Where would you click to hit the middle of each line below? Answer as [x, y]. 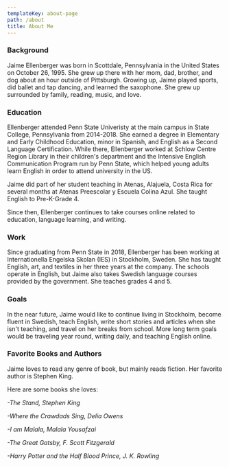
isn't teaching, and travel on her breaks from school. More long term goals [112, 329]
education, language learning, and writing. [67, 219]
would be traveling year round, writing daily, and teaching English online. [110, 336]
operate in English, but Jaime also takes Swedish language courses [102, 274]
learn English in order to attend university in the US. [80, 171]
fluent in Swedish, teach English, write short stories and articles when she [111, 321]
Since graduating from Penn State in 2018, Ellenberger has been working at [113, 252]
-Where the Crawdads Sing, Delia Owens [65, 415]
